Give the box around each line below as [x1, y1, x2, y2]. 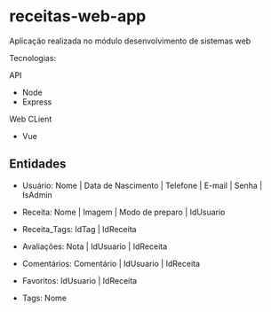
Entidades [9, 157, 67, 172]
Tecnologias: [9, 52, 56, 63]
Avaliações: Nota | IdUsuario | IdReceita [21, 241, 168, 252]
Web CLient [9, 113, 52, 124]
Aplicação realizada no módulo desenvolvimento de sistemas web [9, 35, 251, 46]
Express [21, 96, 52, 107]
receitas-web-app [9, 6, 147, 27]
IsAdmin [21, 189, 53, 200]
